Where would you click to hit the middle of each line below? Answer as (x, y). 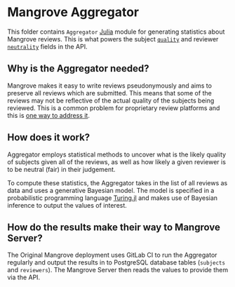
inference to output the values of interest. (67, 205)
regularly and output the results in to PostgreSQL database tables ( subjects (116, 262)
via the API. (24, 277)
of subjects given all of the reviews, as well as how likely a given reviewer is (117, 161)
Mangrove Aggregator (73, 12)
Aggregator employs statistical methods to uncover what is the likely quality (117, 154)
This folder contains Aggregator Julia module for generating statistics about (116, 32)
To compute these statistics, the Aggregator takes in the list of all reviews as (117, 182)
